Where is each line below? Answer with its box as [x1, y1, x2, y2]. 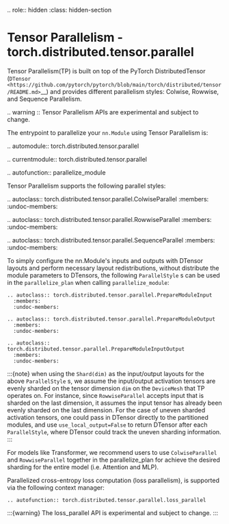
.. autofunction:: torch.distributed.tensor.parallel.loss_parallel [7, 497, 206, 503]
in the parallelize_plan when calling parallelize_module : [7, 278, 170, 286]
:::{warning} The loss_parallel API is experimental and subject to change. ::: [7, 508, 219, 516]
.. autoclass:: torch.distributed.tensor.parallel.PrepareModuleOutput [7, 315, 215, 323]
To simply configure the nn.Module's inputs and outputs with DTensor [7, 256, 204, 264]
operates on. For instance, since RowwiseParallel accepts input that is [7, 391, 204, 399]
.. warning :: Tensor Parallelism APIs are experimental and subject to [7, 108, 199, 116]
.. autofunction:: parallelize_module [7, 168, 106, 177]
